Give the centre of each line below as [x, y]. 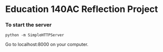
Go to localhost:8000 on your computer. [47, 44]
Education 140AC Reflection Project [82, 9]
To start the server [29, 25]
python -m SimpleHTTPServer [35, 35]
